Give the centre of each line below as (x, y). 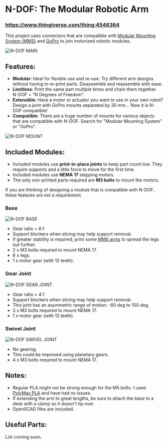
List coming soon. (24, 436)
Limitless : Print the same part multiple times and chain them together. (85, 89)
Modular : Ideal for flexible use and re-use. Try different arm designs (83, 79)
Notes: (16, 376)
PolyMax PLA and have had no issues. (52, 393)
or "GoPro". (24, 127)
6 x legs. (21, 255)
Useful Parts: (26, 425)
